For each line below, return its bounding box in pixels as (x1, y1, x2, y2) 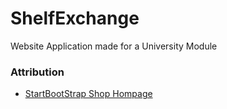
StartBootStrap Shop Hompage (24, 88, 153, 100)
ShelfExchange (10, 7, 140, 30)
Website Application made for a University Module (10, 40, 218, 52)
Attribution (10, 65, 65, 79)
